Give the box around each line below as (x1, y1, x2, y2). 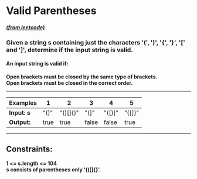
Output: (9, 118, 31, 126)
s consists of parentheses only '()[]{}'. (6, 166, 101, 173)
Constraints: (6, 144, 53, 154)
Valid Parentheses (6, 4, 97, 18)
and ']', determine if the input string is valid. (6, 46, 133, 54)
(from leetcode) (6, 23, 45, 30)
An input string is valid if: (6, 60, 69, 67)
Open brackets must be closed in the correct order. (6, 79, 133, 86)
